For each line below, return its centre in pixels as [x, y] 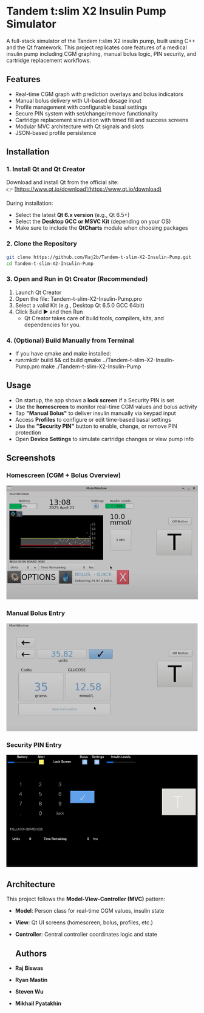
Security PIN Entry [34, 744]
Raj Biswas [29, 968]
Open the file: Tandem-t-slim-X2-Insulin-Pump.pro [79, 298]
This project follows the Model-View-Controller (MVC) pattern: [86, 899]
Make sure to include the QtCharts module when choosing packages [101, 228]
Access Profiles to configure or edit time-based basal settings [93, 419]
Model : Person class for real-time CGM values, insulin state [90, 911]
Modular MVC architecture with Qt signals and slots [80, 126]
